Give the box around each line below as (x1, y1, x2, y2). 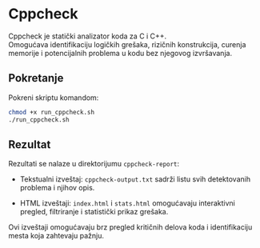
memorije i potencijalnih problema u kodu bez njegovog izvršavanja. (8, 48, 233, 58)
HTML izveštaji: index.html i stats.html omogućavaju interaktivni (19, 198, 236, 208)
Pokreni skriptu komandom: (8, 93, 99, 102)
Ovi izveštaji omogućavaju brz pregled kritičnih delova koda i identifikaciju (8, 222, 253, 232)
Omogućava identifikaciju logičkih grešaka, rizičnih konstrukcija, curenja (8, 39, 246, 49)
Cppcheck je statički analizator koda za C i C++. (8, 31, 167, 41)
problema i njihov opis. (19, 183, 95, 193)
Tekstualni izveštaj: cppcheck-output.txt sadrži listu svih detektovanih (19, 174, 250, 184)
